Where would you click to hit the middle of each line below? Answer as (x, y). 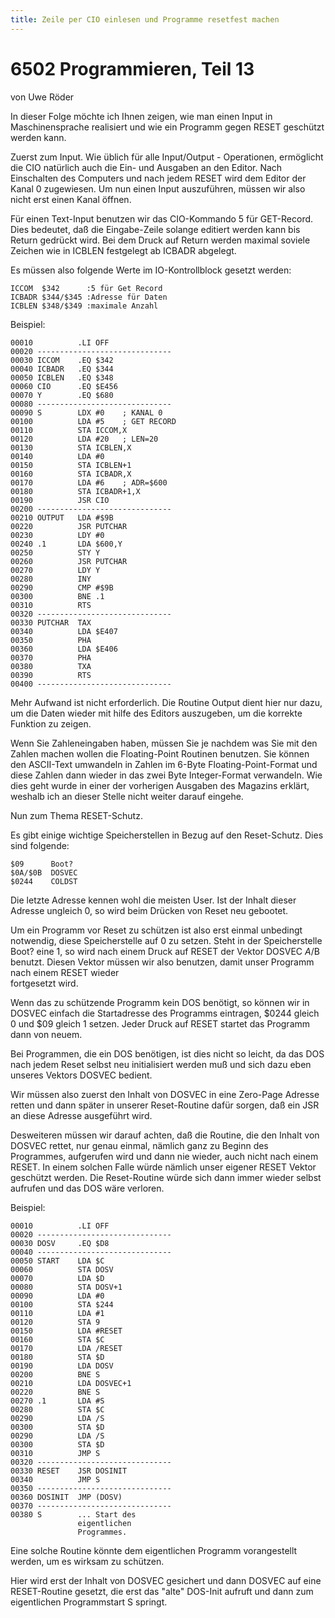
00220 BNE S (55, 1392)
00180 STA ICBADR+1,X (75, 491)
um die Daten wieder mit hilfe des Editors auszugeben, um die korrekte (156, 713)
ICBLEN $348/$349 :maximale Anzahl (84, 306)
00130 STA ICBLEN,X (71, 447)
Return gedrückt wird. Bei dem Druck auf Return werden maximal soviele (160, 240)
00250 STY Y (55, 552)
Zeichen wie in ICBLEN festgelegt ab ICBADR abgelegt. (123, 250)
